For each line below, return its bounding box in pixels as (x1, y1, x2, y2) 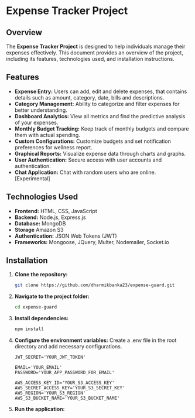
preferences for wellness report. (14, 143, 93, 150)
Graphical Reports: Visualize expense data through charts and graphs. (14, 150, 186, 157)
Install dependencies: (14, 315, 69, 322)
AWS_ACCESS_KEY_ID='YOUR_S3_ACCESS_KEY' (14, 380, 115, 386)
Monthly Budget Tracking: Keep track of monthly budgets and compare (14, 125, 189, 132)
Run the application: (14, 406, 66, 413)
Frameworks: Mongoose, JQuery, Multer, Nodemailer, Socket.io (14, 238, 170, 245)
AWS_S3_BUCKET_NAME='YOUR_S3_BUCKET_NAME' (14, 395, 120, 402)
